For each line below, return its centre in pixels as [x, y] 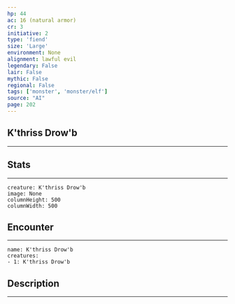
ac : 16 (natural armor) [42, 20]
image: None [24, 194]
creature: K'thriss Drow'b [47, 187]
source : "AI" [26, 99]
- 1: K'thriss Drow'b [39, 262]
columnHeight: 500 [34, 200]
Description [33, 283]
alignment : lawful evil [42, 59]
